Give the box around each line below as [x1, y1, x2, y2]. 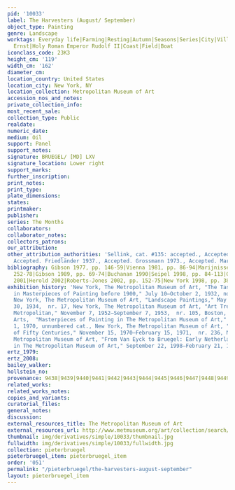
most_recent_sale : [7, 108, 61, 115]
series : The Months [7, 218, 64, 225]
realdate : [7, 120, 36, 128]
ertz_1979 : [7, 349, 39, 356]
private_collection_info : [7, 101, 83, 108]
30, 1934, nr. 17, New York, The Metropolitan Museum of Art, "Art [13, 303, 218, 310]
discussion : [7, 414, 42, 421]
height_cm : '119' [7, 56, 58, 63]
